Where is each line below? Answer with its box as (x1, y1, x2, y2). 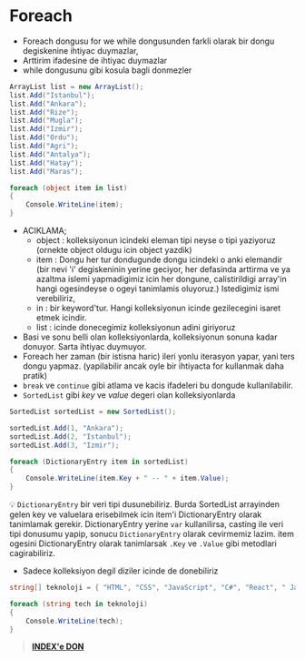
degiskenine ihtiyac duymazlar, (22, 45, 139, 56)
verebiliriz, (35, 293, 75, 304)
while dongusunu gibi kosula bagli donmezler (22, 65, 192, 76)
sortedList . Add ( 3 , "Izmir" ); (9, 441, 120, 450)
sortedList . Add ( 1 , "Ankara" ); (9, 423, 124, 432)
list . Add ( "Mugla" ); (9, 116, 84, 126)
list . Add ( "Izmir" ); (9, 125, 84, 134)
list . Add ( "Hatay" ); (9, 158, 84, 168)
